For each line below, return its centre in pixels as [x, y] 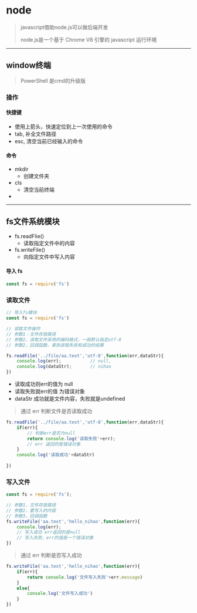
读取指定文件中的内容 [49, 243]
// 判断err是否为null [51, 433]
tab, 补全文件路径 [35, 134]
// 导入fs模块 [21, 313]
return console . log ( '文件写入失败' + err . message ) [85, 577]
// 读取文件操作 [23, 329]
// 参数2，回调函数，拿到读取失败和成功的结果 [55, 345]
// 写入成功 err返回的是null [49, 532]
